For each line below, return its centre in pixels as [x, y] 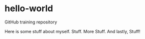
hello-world [29, 9]
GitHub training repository [31, 22]
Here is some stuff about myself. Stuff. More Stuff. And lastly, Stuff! [72, 31]
